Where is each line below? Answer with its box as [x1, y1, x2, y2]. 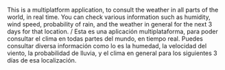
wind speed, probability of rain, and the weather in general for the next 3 [7, 20, 213, 28]
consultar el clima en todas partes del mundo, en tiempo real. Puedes [7, 35, 204, 43]
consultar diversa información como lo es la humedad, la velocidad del [7, 42, 207, 50]
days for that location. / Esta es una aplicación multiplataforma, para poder [7, 27, 218, 35]
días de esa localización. [7, 56, 77, 64]
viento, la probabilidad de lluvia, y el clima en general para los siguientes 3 [7, 49, 217, 57]
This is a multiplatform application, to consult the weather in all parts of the [7, 6, 219, 14]
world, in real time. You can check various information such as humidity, [7, 13, 211, 21]
